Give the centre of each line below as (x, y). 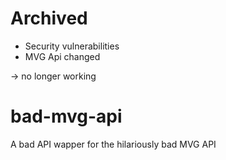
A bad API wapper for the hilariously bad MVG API (113, 144)
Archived (49, 18)
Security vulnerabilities (72, 46)
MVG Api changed (62, 56)
